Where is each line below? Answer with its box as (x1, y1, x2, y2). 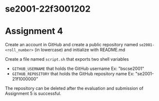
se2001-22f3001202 (5, 3, 91, 15)
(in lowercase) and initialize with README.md (35, 47, 125, 53)
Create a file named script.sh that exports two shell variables (5, 56, 129, 62)
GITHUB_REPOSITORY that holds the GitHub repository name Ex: (12, 71, 135, 77)
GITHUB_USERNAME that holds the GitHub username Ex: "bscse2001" (12, 66, 144, 71)
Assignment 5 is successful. (5, 91, 62, 97)
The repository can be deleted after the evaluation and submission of (5, 85, 143, 91)
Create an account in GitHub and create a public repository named (5, 42, 139, 48)
